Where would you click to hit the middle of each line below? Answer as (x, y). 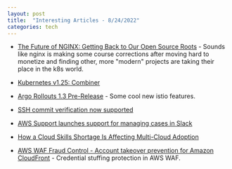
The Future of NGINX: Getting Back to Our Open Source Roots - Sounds (121, 47)
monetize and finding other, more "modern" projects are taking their (116, 62)
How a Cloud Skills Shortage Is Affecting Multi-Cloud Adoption (108, 137)
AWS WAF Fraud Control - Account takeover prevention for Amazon (116, 151)
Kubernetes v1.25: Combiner (59, 83)
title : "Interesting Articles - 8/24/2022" (73, 20)
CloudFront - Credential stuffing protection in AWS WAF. (99, 158)
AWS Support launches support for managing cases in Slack (105, 123)
